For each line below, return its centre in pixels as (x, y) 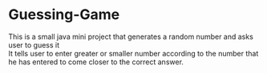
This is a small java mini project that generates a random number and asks (131, 36)
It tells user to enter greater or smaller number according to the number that (133, 53)
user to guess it (34, 44)
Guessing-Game (64, 15)
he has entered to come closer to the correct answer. (96, 62)
